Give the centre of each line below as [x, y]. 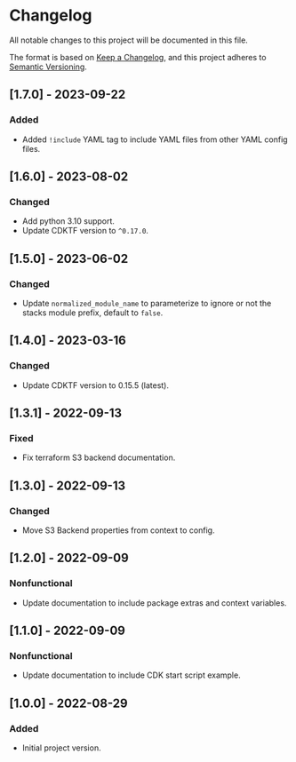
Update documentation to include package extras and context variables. [154, 603]
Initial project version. [61, 748]
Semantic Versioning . [48, 67]
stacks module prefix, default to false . [92, 313]
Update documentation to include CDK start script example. [132, 675]
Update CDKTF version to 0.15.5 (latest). [96, 385]
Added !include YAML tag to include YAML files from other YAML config [155, 139]
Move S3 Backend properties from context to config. [118, 530]
